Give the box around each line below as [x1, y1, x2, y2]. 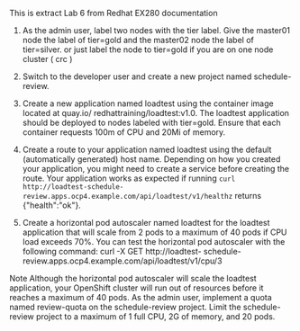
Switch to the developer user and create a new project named [22, 71, 252, 82]
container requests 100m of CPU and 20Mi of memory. [22, 127, 226, 138]
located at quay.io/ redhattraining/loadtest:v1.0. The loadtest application [22, 108, 290, 118]
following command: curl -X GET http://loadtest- [22, 246, 202, 256]
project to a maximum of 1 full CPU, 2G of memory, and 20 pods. [35, 311, 276, 322]
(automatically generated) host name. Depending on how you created [22, 154, 281, 165]
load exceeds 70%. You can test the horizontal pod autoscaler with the [22, 237, 286, 246]
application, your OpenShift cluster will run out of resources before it [9, 282, 264, 293]
